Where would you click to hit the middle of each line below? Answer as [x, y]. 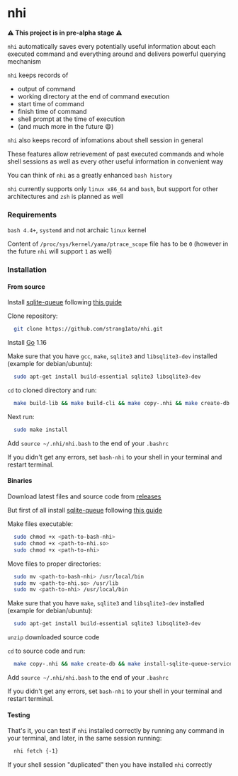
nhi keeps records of [38, 75]
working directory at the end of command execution [93, 96]
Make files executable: [40, 524]
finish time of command [52, 111]
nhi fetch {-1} [36, 751]
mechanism [24, 61]
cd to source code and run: [46, 651]
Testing [19, 715]
